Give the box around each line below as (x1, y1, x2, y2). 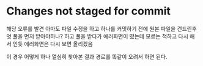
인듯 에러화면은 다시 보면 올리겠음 (12, 40, 93, 47)
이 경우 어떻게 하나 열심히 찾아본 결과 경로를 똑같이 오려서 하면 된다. (6, 53, 168, 60)
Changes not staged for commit (6, 4, 171, 18)
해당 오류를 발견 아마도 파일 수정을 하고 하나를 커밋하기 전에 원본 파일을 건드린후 (6, 25, 197, 32)
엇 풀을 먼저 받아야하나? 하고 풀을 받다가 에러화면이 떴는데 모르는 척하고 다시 (6, 32, 188, 40)
